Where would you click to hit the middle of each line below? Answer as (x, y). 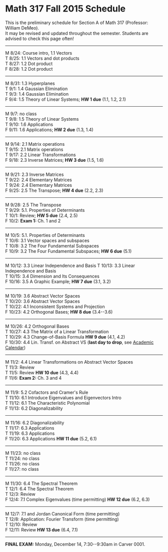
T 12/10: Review (21, 524)
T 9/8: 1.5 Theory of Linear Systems (42, 119)
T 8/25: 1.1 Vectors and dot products (42, 58)
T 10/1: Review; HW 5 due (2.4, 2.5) (41, 215)
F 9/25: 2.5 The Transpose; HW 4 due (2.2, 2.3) (54, 190)
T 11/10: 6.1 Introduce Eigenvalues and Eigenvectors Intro (63, 397)
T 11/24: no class (22, 458)
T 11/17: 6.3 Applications (30, 428)
